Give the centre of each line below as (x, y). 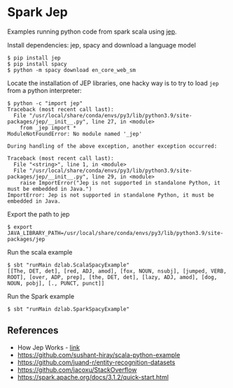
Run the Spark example (41, 296)
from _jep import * (48, 128)
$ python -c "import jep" (45, 103)
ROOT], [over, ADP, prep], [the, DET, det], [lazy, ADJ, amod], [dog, (112, 277)
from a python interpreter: (44, 90)
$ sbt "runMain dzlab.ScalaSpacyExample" (69, 265)
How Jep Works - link (49, 347)
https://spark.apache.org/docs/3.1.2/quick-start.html (93, 377)
